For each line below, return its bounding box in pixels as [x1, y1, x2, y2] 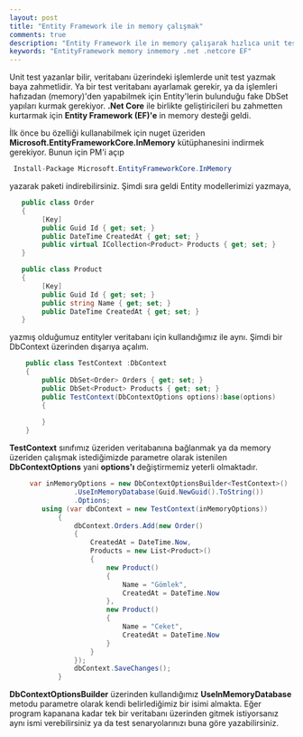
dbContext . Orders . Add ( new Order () [73, 521, 204, 530]
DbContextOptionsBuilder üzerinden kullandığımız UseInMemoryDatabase [9, 689, 292, 700]
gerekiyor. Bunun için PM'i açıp [9, 146, 124, 158]
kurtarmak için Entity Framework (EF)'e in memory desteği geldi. [9, 110, 252, 121]
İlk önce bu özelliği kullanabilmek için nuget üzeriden [9, 128, 206, 138]
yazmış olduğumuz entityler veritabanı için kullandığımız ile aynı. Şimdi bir [9, 332, 283, 343]
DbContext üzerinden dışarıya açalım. [9, 341, 149, 353]
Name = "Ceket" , [122, 622, 183, 631]
